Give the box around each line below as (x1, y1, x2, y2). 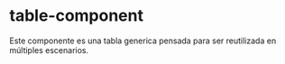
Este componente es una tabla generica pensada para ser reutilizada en (9, 35, 277, 46)
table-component (9, 5, 144, 26)
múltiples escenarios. (9, 44, 89, 55)
